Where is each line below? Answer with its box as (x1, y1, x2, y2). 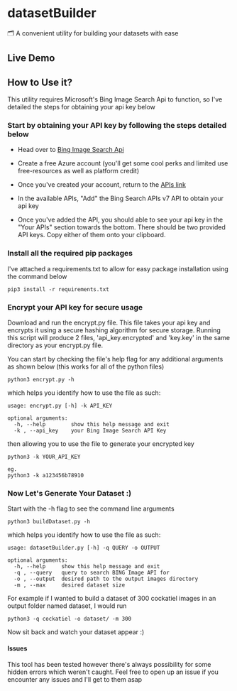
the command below (7, 272, 67, 281)
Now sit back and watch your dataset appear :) (7, 628, 145, 636)
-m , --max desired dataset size (13, 582, 126, 589)
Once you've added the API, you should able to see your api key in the (17, 215, 224, 224)
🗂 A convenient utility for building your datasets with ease (7, 28, 179, 37)
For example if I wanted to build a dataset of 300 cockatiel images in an (7, 594, 216, 603)
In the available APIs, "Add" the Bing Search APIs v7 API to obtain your (17, 194, 224, 203)
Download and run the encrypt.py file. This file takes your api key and (7, 318, 211, 327)
